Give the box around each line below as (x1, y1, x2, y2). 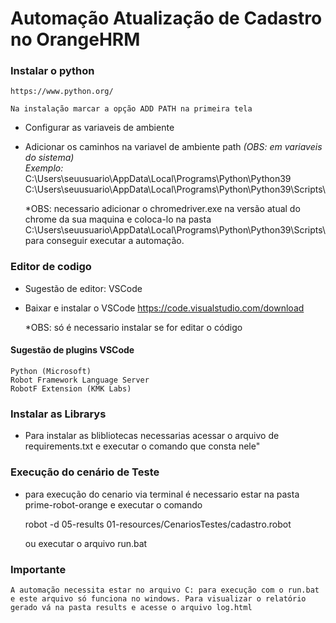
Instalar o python (10, 64, 95, 78)
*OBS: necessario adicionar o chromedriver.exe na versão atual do (24, 203, 301, 215)
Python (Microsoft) (10, 366, 92, 376)
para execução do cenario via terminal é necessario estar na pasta (24, 488, 300, 500)
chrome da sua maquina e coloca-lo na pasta (24, 213, 212, 226)
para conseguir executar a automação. (24, 235, 185, 247)
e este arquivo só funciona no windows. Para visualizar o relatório (10, 593, 307, 604)
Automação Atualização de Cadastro (10, 7, 323, 30)
